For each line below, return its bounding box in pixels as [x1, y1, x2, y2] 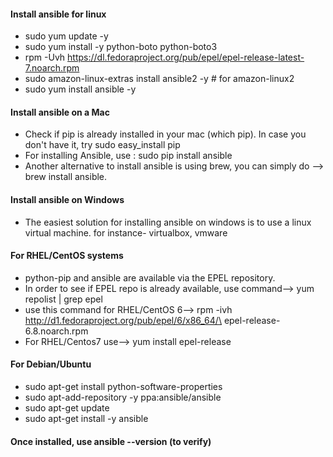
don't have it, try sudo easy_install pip [24, 139, 181, 151]
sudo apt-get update [24, 402, 110, 414]
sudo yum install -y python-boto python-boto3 [24, 41, 218, 53]
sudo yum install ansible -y [24, 83, 137, 95]
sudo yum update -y [24, 30, 109, 42]
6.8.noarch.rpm [24, 325, 89, 337]
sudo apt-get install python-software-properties [24, 381, 223, 393]
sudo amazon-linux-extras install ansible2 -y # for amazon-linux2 [24, 73, 295, 85]
